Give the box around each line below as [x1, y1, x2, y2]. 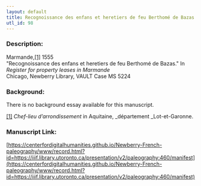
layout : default [6, 8, 47, 15]
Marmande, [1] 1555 [6, 53, 54, 61]
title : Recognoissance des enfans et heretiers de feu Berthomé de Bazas [6, 14, 195, 20]
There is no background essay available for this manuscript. [6, 101, 154, 108]
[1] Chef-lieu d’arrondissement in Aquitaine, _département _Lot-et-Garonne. [6, 112, 194, 120]
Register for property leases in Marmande [6, 66, 110, 73]
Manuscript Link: [6, 127, 57, 136]
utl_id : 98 [6, 20, 34, 26]
